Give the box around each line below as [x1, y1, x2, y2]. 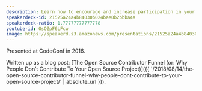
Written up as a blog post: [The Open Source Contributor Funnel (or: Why [6, 59, 188, 66]
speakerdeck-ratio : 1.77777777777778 [6, 20, 101, 26]
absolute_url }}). [66, 78, 106, 86]
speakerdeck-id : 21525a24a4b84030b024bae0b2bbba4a [6, 14, 136, 20]
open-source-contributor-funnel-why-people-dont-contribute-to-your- [6, 72, 183, 79]
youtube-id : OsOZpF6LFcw [6, 25, 69, 32]
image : [6, 31, 23, 37]
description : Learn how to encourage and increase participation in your [6, 8, 195, 15]
